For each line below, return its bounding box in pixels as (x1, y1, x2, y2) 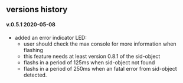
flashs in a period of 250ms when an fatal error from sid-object (23, 65, 177, 72)
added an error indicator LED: (14, 34, 87, 41)
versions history (6, 5, 68, 15)
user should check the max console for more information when (23, 40, 177, 47)
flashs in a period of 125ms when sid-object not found (23, 58, 155, 66)
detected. (23, 71, 47, 78)
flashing (23, 46, 43, 53)
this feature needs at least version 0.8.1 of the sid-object (23, 53, 161, 60)
